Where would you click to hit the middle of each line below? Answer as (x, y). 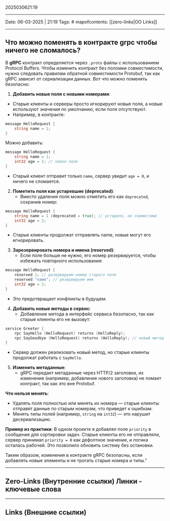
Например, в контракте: (38, 114)
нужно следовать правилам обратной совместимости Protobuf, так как (83, 73)
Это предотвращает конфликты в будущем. (60, 299)
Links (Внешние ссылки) (46, 512)
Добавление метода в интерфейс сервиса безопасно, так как (87, 314)
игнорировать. (28, 241)
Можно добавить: (25, 143)
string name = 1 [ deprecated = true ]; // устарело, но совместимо (86, 216)
